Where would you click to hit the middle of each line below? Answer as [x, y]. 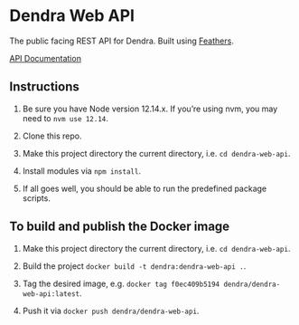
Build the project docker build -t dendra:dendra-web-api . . [134, 266]
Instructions [44, 87]
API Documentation [45, 58]
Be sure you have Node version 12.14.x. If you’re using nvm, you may [150, 109]
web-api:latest [51, 294]
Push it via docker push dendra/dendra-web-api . [111, 311]
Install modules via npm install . [82, 171]
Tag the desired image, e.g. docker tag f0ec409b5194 [121, 283]
